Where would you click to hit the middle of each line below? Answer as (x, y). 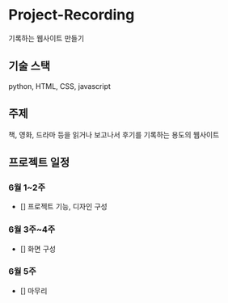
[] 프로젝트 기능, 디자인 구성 (63, 207)
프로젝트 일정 (39, 162)
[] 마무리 (34, 290)
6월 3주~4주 (32, 229)
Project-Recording (72, 15)
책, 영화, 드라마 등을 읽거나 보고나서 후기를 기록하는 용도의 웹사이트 (114, 134)
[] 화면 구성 (38, 249)
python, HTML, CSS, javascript (60, 86)
